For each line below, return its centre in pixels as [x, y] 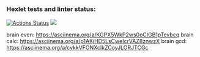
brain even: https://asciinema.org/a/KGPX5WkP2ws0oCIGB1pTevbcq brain [100, 35]
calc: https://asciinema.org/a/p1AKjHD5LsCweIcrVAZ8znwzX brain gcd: [97, 41]
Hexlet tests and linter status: [51, 9]
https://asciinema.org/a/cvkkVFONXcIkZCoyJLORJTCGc [77, 48]
